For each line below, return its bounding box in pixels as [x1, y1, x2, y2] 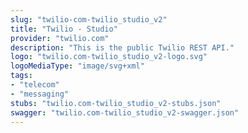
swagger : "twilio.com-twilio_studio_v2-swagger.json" [10, 107, 240, 118]
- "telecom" [10, 80, 60, 90]
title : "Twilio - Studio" [10, 24, 118, 34]
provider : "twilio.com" [10, 33, 110, 43]
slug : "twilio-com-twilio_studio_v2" [10, 14, 168, 25]
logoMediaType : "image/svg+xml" [10, 61, 145, 71]
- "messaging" [10, 89, 70, 99]
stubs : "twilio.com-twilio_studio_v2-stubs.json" [10, 98, 222, 108]
